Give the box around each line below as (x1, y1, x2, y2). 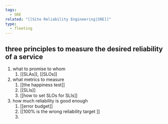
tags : (5, 7, 17, 13)
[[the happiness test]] (20, 81, 65, 88)
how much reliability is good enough (12, 97, 88, 103)
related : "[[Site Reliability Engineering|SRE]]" (5, 17, 112, 22)
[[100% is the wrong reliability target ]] (20, 108, 100, 114)
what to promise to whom (12, 66, 66, 72)
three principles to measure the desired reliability (5, 45, 163, 53)
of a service (5, 52, 43, 61)
